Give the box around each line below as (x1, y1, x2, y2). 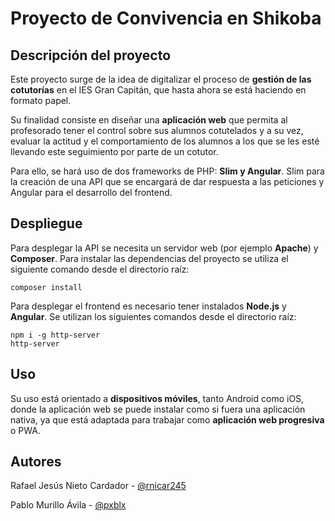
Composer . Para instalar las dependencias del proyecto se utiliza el (10, 252, 289, 264)
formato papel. (10, 95, 72, 106)
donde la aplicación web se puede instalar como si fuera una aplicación (10, 403, 306, 415)
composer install (10, 282, 83, 292)
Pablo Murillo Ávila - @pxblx (10, 499, 127, 511)
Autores (10, 453, 62, 471)
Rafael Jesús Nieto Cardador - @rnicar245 (10, 480, 187, 492)
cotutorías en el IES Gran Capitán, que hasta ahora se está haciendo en (10, 84, 307, 96)
